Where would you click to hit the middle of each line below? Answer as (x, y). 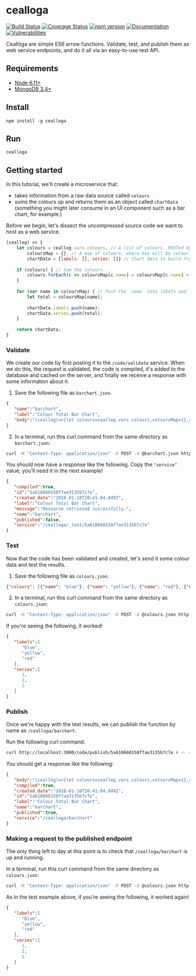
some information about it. (38, 382)
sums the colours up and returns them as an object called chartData (96, 202)
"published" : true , (36, 813)
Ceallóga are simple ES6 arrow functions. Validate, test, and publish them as (98, 44)
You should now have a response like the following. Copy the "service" (92, 465)
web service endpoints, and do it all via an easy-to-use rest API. (83, 50)
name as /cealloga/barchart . (41, 731)
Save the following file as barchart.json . (63, 393)
